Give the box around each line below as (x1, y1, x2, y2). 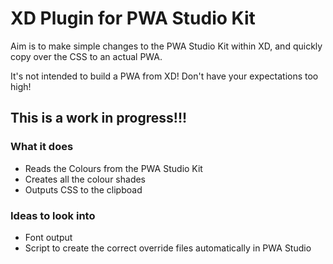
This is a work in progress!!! (10, 110, 188, 127)
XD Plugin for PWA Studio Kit (10, 7, 256, 30)
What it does (10, 140, 74, 154)
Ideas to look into (10, 208, 96, 222)
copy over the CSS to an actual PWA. (10, 50, 163, 62)
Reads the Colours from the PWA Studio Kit (24, 162, 203, 174)
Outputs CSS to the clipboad (24, 183, 143, 196)
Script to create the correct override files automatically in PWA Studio (24, 242, 312, 254)
